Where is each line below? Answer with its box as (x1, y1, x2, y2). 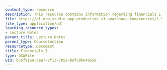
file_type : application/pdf (5, 21, 64, 26)
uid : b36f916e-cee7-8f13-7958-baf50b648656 (5, 58, 97, 63)
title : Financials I (5, 48, 48, 53)
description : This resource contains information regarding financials (5, 12, 157, 17)
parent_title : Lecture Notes (5, 35, 66, 40)
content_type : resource (5, 7, 55, 12)
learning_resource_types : (5, 26, 59, 31)
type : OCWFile (5, 53, 35, 58)
